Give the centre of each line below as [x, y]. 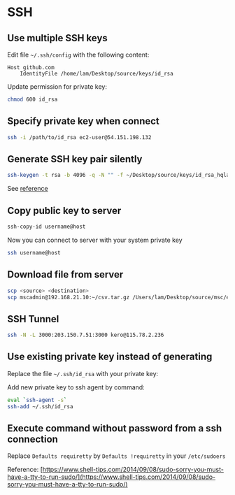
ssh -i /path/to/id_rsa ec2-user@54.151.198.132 [79, 137]
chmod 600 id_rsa [33, 99]
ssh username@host [34, 252]
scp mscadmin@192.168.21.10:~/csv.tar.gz [69, 297]
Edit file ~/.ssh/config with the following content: [78, 55]
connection [33, 439]
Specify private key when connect [83, 121]
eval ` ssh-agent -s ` [37, 400]
